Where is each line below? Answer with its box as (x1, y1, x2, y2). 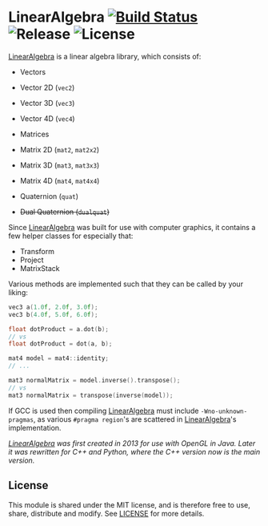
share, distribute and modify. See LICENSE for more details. (8, 508, 205, 518)
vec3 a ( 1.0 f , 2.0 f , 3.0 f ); (8, 303, 98, 311)
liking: (8, 287, 28, 297)
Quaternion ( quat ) (19, 191, 78, 200)
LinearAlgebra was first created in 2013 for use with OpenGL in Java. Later (8, 438, 256, 448)
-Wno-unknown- (200, 407, 248, 415)
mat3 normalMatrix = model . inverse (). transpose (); (8, 377, 181, 385)
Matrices (19, 129, 50, 139)
